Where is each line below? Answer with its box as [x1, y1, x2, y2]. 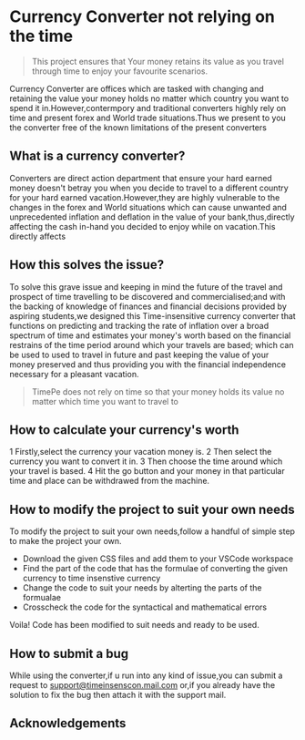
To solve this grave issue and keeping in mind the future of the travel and [9, 281, 283, 293]
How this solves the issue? [9, 257, 165, 272]
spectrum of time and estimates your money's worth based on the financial [9, 330, 291, 341]
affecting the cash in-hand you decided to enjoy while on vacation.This [9, 221, 276, 231]
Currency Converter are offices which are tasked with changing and [9, 83, 264, 94]
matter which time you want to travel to [31, 396, 179, 406]
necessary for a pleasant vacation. [9, 368, 139, 379]
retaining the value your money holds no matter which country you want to [9, 93, 290, 104]
